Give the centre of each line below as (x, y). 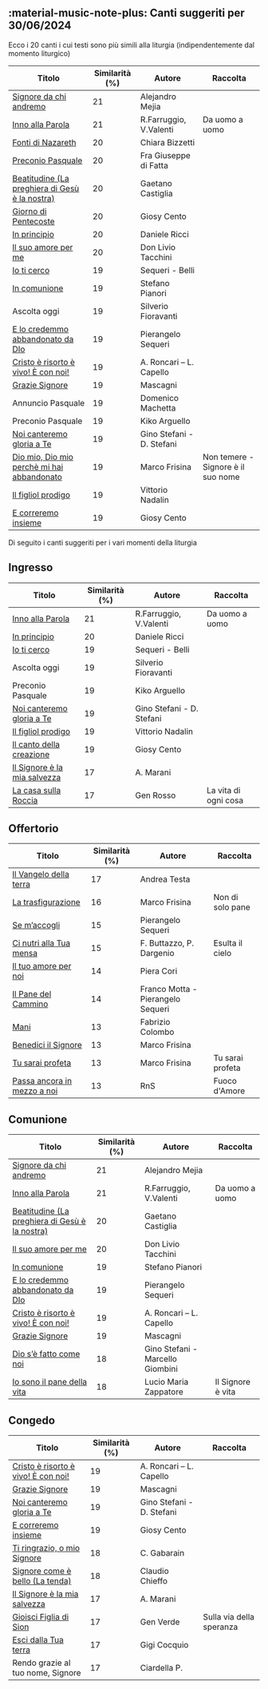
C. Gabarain (162, 1553)
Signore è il (223, 466)
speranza (221, 1627)
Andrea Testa (165, 879)
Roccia (25, 800)
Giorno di (30, 211)
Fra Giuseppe (166, 155)
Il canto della (36, 744)
